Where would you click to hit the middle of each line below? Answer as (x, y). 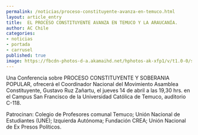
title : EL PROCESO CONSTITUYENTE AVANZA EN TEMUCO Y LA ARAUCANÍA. (92, 22)
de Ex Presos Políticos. (34, 127)
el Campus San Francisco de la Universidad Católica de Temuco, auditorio (96, 96)
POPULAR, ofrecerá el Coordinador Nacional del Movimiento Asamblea (92, 84)
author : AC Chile (27, 28)
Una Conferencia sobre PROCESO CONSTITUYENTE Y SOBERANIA (88, 78)
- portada (18, 45)
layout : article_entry (34, 17)
